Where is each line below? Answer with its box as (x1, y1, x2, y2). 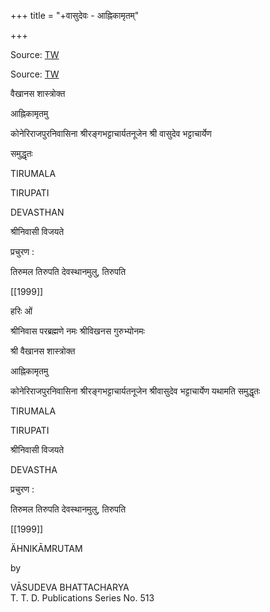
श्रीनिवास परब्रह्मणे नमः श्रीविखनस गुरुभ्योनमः (10, 325, 145, 337)
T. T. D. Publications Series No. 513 (10, 592, 155, 604)
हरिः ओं (10, 305, 33, 317)
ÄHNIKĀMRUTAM (10, 543, 83, 554)
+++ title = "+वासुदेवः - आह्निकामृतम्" (10, 10, 140, 21)
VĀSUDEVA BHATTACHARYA (10, 581, 130, 593)
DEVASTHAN (10, 206, 65, 218)
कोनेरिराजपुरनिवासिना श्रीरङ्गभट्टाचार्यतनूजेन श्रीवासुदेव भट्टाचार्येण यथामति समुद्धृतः (10, 385, 261, 397)
